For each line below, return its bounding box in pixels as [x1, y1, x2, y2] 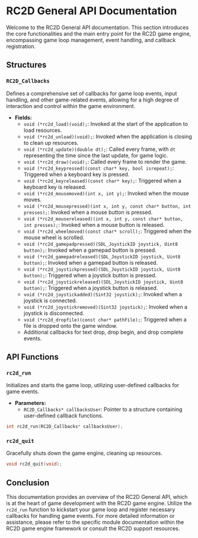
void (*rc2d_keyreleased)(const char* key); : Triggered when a [23, 177, 182, 184]
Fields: [14, 114, 33, 121]
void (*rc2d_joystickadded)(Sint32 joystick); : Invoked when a [23, 290, 183, 298]
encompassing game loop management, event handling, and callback [6, 36, 176, 43]
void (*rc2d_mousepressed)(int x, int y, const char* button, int [23, 203, 191, 209]
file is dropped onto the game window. [23, 322, 117, 329]
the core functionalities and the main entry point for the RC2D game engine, [6, 30, 191, 37]
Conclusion [6, 477, 50, 488]
